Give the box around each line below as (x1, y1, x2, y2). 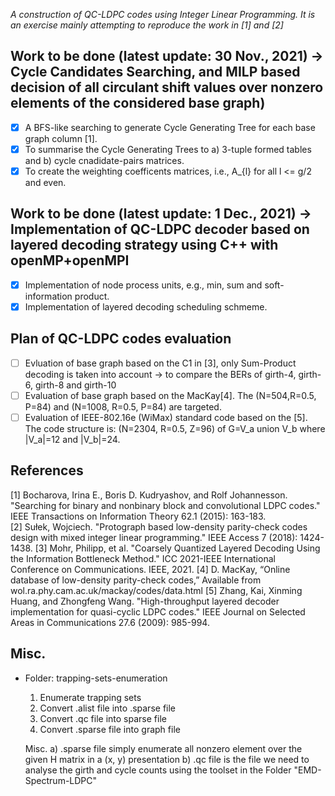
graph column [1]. (24, 132, 98, 144)
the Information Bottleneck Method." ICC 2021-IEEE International (10, 552, 276, 564)
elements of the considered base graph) (10, 95, 266, 112)
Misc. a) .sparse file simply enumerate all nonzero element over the (24, 742, 303, 754)
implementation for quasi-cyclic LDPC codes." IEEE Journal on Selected (10, 605, 306, 618)
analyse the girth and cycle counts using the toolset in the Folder (24, 764, 292, 776)
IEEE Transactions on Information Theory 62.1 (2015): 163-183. (10, 510, 267, 522)
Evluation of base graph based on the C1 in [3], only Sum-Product (24, 357, 297, 369)
